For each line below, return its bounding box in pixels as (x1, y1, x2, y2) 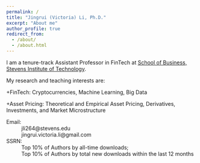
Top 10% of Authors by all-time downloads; (21, 144, 129, 151)
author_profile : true (6, 25, 61, 32)
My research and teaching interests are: (6, 76, 105, 84)
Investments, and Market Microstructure (6, 106, 106, 114)
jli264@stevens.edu (21, 125, 71, 132)
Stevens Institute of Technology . (6, 65, 86, 72)
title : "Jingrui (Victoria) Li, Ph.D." (6, 14, 107, 20)
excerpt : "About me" (6, 20, 58, 26)
